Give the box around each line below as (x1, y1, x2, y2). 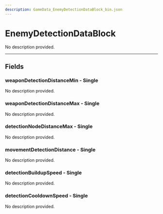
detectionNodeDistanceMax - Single (5, 123, 93, 130)
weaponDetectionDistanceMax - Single (5, 100, 100, 107)
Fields (5, 62, 24, 71)
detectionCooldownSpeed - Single (5, 192, 88, 199)
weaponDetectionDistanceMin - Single (5, 77, 98, 84)
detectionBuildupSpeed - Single (5, 169, 82, 176)
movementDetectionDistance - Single (5, 146, 96, 153)
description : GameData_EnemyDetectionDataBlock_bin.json (5, 7, 123, 12)
